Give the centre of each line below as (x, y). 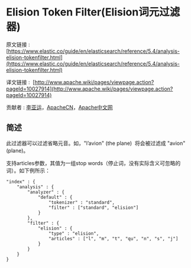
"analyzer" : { (46, 192)
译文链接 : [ (20, 82)
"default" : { (55, 197)
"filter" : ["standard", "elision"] (93, 208)
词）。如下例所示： (28, 170)
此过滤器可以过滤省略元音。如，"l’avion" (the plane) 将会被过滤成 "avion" (96, 143)
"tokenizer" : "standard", (82, 202)
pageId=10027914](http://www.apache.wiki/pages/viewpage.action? (90, 89)
